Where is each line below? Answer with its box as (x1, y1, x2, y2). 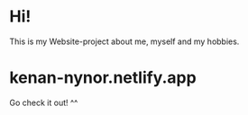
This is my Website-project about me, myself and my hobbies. (9, 36, 240, 47)
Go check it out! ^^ (9, 97, 78, 108)
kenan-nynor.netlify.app (9, 67, 197, 88)
